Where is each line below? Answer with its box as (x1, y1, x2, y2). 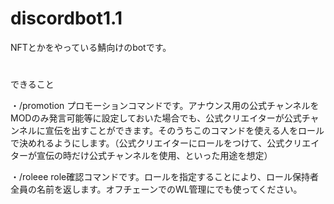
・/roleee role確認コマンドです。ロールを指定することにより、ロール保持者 (10, 171, 320, 183)
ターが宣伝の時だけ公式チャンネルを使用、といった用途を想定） (10, 150, 273, 162)
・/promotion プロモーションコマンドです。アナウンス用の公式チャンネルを (10, 100, 320, 112)
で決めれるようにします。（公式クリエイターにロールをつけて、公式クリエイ (10, 137, 320, 149)
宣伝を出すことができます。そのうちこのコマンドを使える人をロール (44, 125, 325, 137)
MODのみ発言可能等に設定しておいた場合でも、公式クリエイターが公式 (10, 112, 302, 124)
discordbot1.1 (10, 7, 123, 30)
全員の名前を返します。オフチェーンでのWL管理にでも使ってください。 (10, 183, 303, 196)
